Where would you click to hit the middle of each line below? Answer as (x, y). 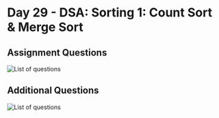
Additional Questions (53, 91)
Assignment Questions (57, 52)
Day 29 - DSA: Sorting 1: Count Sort (110, 13)
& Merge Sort (45, 27)
